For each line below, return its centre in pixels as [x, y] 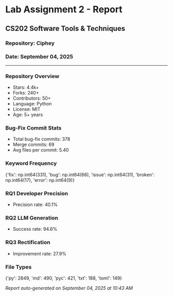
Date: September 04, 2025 [39, 57]
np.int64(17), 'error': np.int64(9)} [40, 180]
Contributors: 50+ [32, 98]
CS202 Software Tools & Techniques [65, 29]
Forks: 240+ [26, 93]
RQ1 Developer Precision [37, 193]
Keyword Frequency [31, 163]
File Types [19, 267]
